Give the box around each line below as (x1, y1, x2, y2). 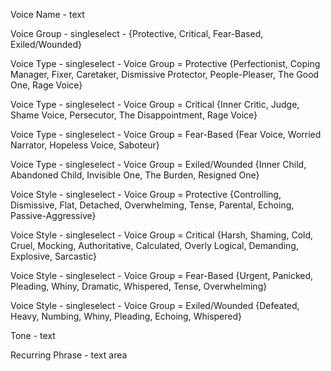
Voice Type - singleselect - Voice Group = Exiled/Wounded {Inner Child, (10, 159, 307, 170)
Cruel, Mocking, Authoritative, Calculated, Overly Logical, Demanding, (10, 240, 299, 251)
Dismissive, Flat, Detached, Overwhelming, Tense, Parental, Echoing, (10, 199, 295, 211)
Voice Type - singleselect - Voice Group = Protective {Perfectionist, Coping (10, 58, 321, 69)
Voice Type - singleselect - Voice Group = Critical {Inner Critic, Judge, (10, 99, 300, 110)
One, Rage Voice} (10, 79, 83, 91)
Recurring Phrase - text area (10, 349, 128, 361)
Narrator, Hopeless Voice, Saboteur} (10, 139, 160, 151)
